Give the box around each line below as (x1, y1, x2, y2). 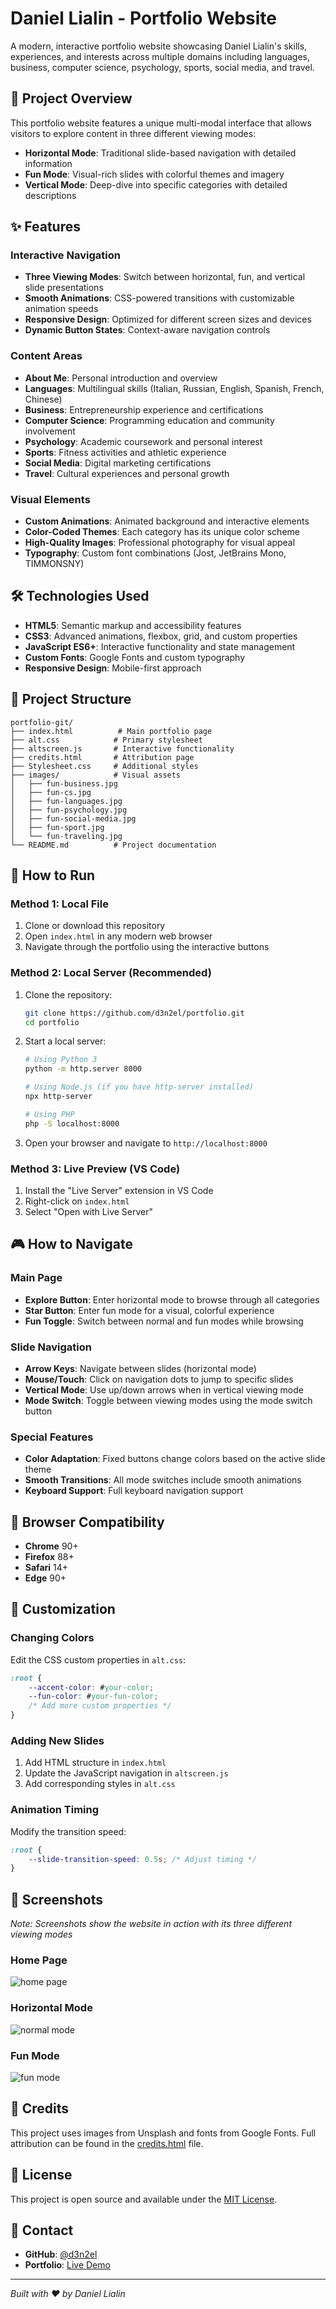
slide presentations (24, 282, 104, 294)
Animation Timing (10, 1803, 100, 1817)
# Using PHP (24, 1109, 75, 1119)
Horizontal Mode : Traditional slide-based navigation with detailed (24, 147, 297, 159)
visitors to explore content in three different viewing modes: (10, 127, 257, 139)
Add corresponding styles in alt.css (24, 1778, 176, 1790)
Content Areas (10, 349, 83, 363)
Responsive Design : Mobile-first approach (24, 662, 202, 674)
